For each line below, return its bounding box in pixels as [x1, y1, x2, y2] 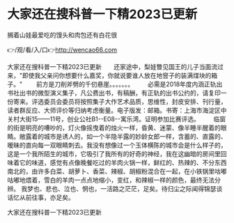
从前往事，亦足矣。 [19, 193, 75, 201]
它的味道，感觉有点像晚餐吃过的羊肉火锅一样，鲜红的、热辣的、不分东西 [19, 158, 227, 167]
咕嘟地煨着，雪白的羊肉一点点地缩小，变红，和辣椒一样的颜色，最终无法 [7, 176, 214, 184]
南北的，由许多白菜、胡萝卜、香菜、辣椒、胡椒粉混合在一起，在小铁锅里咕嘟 [7, 167, 227, 175]
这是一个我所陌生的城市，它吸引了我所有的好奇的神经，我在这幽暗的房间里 [7, 149, 221, 157]
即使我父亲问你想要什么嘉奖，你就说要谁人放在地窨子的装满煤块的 [22, 71, 212, 79]
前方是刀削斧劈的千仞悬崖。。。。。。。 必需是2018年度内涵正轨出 [36, 79, 223, 88]
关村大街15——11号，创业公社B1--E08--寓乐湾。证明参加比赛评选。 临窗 [7, 114, 226, 123]
